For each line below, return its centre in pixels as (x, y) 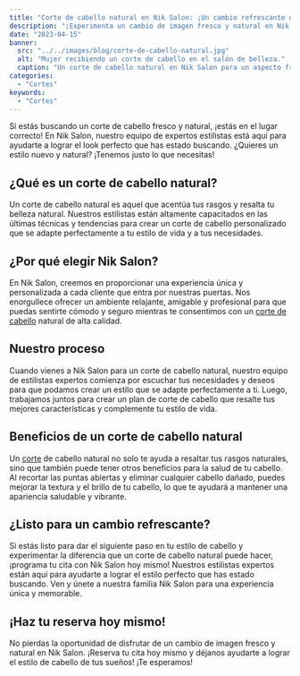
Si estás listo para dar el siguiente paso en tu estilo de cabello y (126, 546)
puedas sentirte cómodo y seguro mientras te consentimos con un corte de (148, 311)
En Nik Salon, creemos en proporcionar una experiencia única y (126, 282)
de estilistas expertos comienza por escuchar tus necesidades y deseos (142, 380)
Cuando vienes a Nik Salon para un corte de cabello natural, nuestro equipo (149, 370)
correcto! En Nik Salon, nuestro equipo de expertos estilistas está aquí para (148, 136)
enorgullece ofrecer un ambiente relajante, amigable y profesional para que (148, 302)
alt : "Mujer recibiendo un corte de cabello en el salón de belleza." (151, 59)
